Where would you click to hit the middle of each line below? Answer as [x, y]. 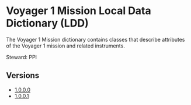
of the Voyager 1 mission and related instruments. [66, 46]
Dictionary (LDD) [47, 23]
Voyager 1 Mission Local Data [79, 11]
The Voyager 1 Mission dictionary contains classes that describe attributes [95, 39]
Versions [23, 75]
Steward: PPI [21, 57]
